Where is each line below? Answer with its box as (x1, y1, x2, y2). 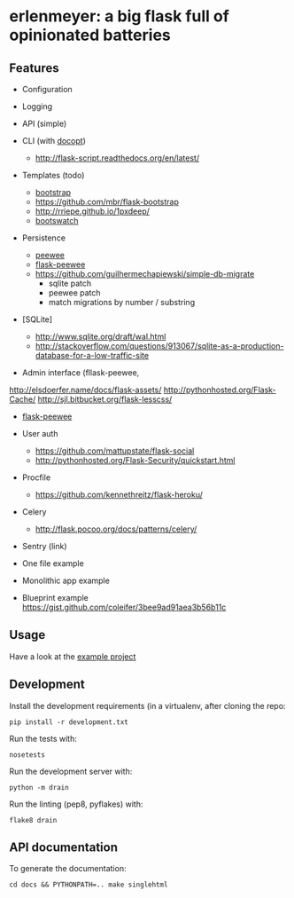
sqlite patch (48, 278, 91, 288)
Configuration (21, 84, 73, 94)
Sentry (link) (21, 541, 68, 551)
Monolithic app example (21, 575, 111, 586)
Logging (21, 101, 53, 112)
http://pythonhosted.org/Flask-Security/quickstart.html (35, 455, 236, 465)
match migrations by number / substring (48, 297, 196, 307)
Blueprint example (21, 593, 89, 603)
